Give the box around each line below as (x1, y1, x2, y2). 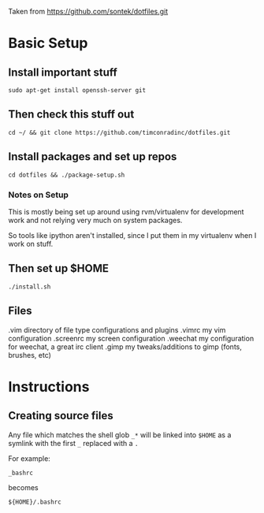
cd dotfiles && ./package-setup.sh (8, 171, 125, 179)
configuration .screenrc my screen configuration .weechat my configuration (8, 333, 255, 343)
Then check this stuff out (8, 108, 135, 121)
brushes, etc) (8, 350, 51, 359)
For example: (8, 453, 51, 463)
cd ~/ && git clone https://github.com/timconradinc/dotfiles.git (8, 128, 231, 136)
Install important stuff (8, 65, 118, 79)
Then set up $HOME (8, 262, 109, 275)
